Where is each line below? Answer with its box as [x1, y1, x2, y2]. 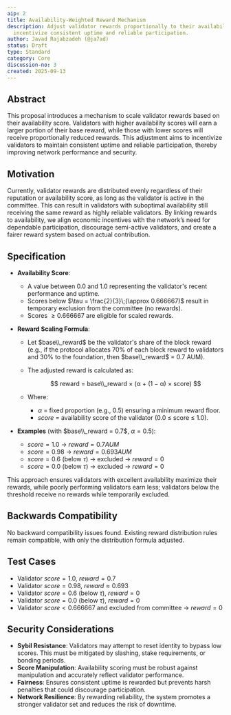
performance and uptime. [27, 289, 100, 297]
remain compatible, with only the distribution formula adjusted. [7, 536, 184, 544]
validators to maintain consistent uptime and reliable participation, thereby [7, 141, 217, 149]
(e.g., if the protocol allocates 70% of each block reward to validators [27, 345, 224, 354]
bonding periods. [16, 656, 66, 665]
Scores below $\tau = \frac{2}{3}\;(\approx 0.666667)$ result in [27, 296, 209, 305]
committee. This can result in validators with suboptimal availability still [7, 201, 208, 210]
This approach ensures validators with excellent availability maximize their [7, 475, 217, 483]
